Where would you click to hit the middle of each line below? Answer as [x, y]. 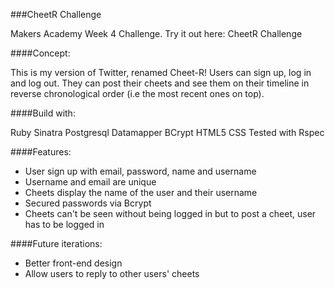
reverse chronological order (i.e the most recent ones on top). [137, 93]
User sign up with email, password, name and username [140, 171]
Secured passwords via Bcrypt [88, 203]
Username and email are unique [90, 182]
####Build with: [43, 113]
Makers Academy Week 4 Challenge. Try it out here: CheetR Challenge [156, 33]
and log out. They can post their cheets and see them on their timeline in [160, 83]
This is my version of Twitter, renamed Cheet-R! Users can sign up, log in [161, 72]
